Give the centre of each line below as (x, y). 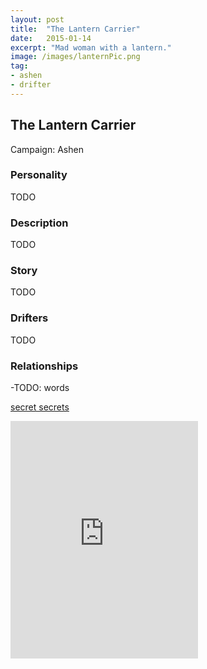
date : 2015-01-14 (51, 38)
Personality (39, 175)
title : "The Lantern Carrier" (75, 29)
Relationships (44, 366)
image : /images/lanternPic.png (75, 57)
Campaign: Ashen (47, 149)
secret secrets (40, 407)
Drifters (29, 318)
